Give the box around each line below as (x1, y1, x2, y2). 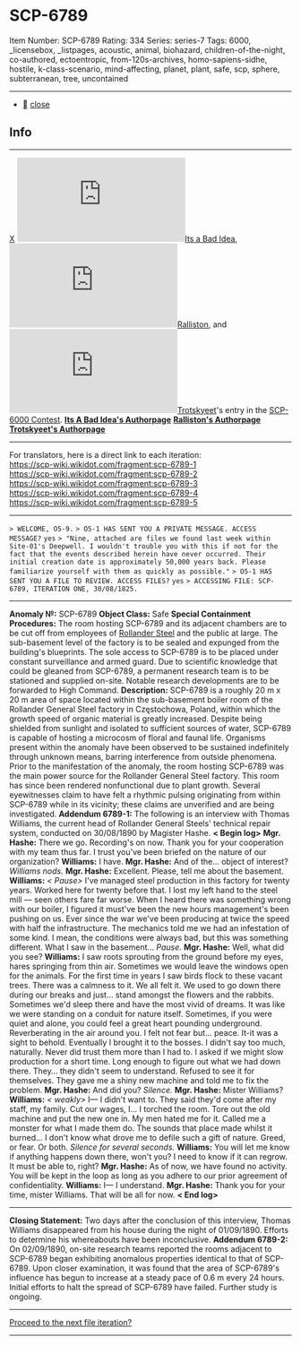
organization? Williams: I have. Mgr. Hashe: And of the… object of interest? (9, 856, 288, 866)
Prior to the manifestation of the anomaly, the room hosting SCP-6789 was (9, 761, 285, 772)
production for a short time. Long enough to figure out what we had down (9, 1056, 281, 1066)
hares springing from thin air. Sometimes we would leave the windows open (9, 961, 288, 971)
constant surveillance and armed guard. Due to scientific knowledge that (9, 656, 278, 667)
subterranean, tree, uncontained (9, 73, 129, 83)
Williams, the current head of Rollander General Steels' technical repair (9, 817, 271, 829)
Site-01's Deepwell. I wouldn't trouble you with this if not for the (9, 541, 279, 551)
